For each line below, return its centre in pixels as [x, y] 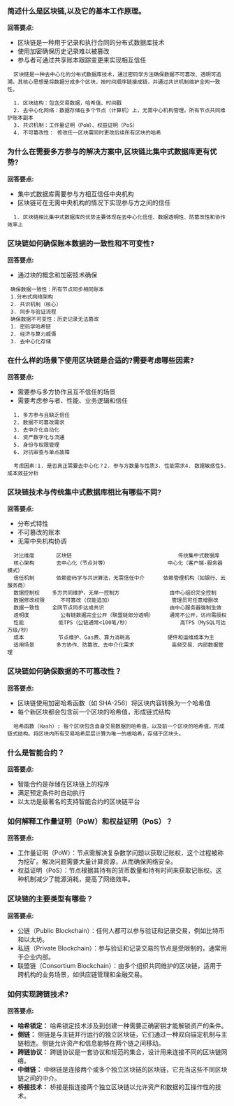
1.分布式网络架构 [32, 297]
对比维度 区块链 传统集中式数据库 [117, 556]
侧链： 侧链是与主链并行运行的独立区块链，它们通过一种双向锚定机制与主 [122, 1034]
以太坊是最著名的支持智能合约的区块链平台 [79, 802]
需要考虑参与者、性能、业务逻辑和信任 [72, 401]
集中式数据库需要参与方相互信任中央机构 [75, 193]
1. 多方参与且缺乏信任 [42, 415]
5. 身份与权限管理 [37, 445]
